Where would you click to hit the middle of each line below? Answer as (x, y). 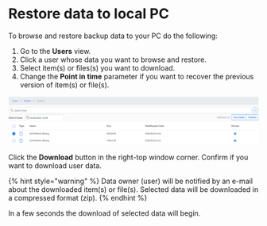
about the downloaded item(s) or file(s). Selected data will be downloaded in (133, 189)
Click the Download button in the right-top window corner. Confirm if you (128, 157)
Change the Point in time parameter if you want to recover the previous (137, 76)
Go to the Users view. (55, 51)
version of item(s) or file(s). (64, 85)
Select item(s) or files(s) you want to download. (97, 67)
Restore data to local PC (89, 14)
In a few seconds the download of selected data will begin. (104, 213)
